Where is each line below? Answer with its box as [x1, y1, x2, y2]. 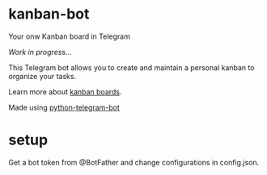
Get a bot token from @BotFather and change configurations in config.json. [8, 157, 260, 167]
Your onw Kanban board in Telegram [8, 31, 131, 41]
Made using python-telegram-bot [8, 102, 120, 112]
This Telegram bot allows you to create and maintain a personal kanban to [8, 62, 255, 73]
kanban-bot [8, 5, 90, 23]
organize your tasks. [8, 71, 77, 81]
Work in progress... [8, 47, 72, 56]
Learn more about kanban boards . [8, 86, 122, 97]
